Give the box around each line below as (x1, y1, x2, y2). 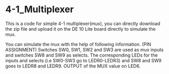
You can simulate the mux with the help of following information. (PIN (5, 41, 152, 47)
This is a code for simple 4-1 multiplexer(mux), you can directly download (5, 20, 160, 27)
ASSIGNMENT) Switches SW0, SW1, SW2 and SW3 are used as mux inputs (5, 46, 164, 53)
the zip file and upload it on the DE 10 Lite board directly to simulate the (5, 26, 156, 32)
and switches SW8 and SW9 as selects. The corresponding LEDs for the (5, 52, 158, 58)
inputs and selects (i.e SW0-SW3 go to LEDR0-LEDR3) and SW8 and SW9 (5, 57, 162, 63)
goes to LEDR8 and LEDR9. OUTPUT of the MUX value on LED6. (5, 63, 141, 69)
